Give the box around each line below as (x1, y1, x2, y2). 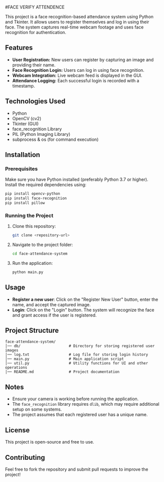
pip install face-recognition (5, 196, 67, 201)
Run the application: (12, 260, 53, 266)
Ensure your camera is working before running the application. (12, 396, 139, 402)
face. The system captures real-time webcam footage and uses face (5, 24, 144, 30)
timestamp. (12, 83, 35, 89)
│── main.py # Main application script (5, 356, 124, 361)
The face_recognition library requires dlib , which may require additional (12, 401, 160, 407)
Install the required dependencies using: (5, 182, 87, 188)
